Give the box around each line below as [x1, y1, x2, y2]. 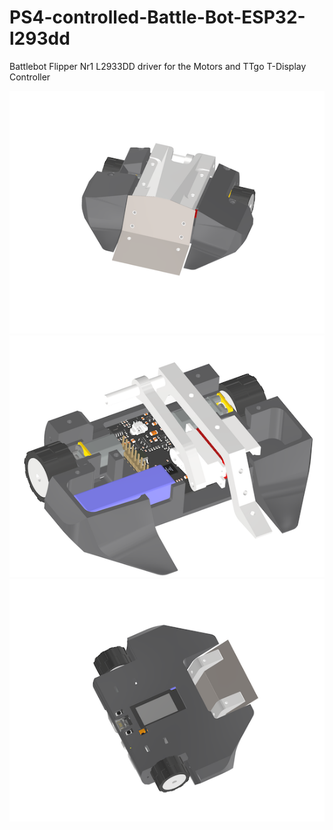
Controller [9, 71, 51, 83]
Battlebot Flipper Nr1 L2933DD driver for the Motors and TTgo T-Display [9, 60, 307, 72]
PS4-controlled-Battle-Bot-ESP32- [9, 6, 306, 29]
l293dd [9, 27, 71, 50]
